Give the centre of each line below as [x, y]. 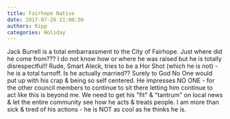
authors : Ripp [27, 26]
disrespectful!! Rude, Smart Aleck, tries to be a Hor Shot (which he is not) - [113, 66]
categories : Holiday [37, 32]
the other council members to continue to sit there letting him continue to [110, 88]
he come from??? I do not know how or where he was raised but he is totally [115, 59]
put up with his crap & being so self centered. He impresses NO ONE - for [111, 81]
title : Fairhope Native [41, 13]
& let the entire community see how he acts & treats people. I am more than [113, 102]
